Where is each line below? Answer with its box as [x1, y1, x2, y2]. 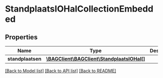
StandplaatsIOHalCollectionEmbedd [5, 3, 154, 15]
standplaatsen [7, 56, 42, 62]
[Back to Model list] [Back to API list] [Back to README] [5, 68, 116, 74]
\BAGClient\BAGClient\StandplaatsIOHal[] [46, 56, 146, 62]
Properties [5, 33, 38, 41]
